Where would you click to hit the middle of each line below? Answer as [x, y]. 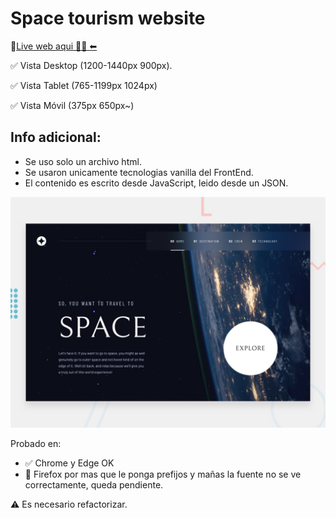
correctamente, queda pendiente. [94, 484]
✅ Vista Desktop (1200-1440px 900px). [91, 65]
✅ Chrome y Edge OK [69, 463]
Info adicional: [56, 137]
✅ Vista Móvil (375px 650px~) [72, 105]
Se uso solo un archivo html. [83, 161]
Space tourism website [108, 18]
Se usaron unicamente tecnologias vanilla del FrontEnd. [139, 172]
